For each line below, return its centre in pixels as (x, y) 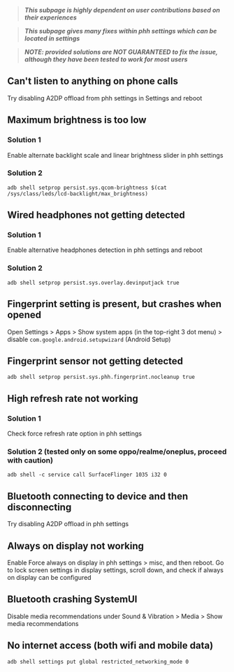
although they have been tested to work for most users (106, 59)
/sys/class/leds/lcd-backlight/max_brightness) (78, 194)
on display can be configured (50, 578)
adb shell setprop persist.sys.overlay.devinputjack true (93, 283)
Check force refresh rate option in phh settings (75, 434)
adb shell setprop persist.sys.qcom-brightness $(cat (87, 188)
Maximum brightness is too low (77, 120)
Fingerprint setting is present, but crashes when (115, 304)
